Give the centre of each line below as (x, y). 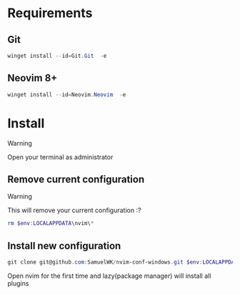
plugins (18, 283)
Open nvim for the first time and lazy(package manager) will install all (109, 276)
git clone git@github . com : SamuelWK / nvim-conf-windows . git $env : (105, 262)
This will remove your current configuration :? (74, 210)
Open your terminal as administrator (60, 157)
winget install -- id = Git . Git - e (57, 56)
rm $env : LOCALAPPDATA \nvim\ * (51, 224)
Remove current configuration (76, 179)
